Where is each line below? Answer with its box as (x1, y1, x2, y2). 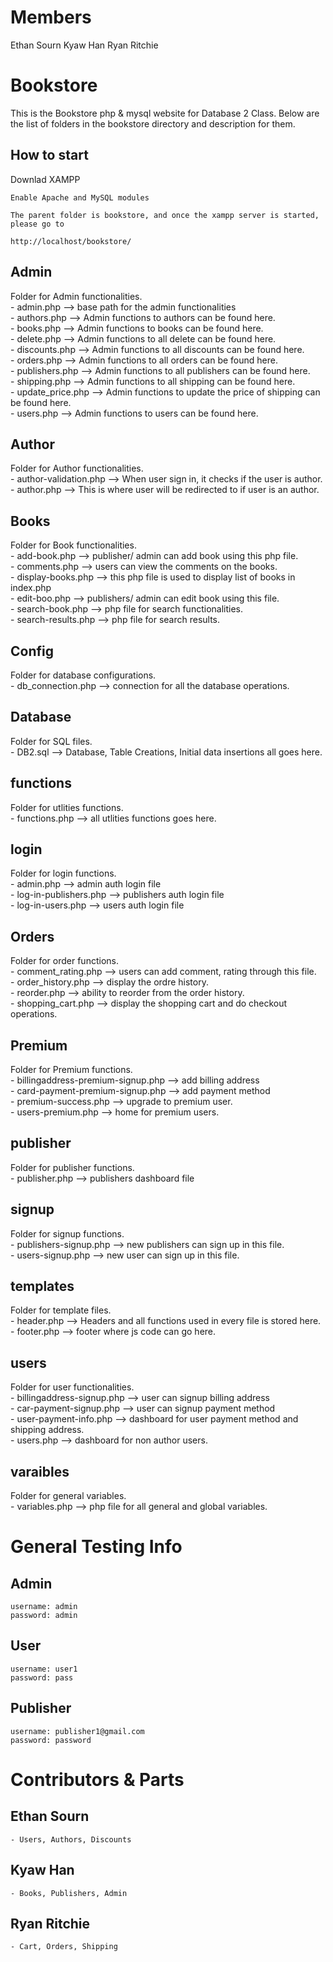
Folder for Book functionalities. (10, 539, 137, 551)
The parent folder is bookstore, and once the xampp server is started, (10, 210, 320, 220)
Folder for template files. (10, 1304, 112, 1316)
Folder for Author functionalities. (10, 462, 144, 475)
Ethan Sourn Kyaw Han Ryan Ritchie (10, 39, 159, 51)
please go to (10, 219, 65, 229)
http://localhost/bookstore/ (10, 236, 132, 246)
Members (10, 6, 92, 29)
